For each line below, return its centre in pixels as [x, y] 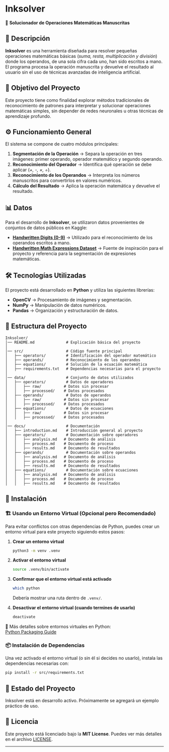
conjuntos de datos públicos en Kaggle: [46, 228]
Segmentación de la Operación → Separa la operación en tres [77, 154]
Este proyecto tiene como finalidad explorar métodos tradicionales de [77, 100]
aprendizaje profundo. [28, 116]
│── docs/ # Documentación [53, 426]
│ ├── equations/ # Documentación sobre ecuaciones [72, 470]
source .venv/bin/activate [41, 570]
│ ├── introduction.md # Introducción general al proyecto [74, 430]
